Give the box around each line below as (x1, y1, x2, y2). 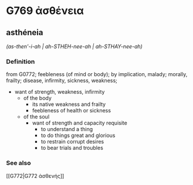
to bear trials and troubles (40, 145, 104, 152)
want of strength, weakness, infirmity (14, 88, 105, 95)
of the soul (23, 113, 50, 121)
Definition (6, 57, 35, 66)
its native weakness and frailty (32, 101, 106, 108)
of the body (23, 95, 52, 102)
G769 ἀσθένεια (6, 4, 84, 18)
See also (6, 159, 31, 167)
